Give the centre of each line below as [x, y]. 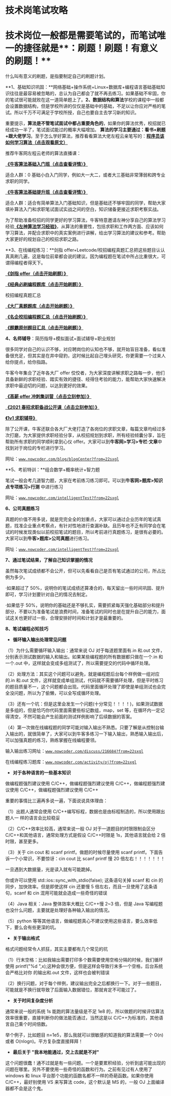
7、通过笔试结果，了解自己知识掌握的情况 [49, 560]
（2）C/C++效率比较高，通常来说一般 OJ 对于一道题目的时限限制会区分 [80, 829]
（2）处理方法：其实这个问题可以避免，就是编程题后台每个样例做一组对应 [82, 674]
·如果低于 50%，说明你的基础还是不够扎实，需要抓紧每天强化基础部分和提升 [85, 605]
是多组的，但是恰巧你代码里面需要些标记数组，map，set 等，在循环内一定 [83, 710]
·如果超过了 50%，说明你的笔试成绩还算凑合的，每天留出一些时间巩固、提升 [85, 588]
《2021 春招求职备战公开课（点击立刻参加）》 [52, 407]
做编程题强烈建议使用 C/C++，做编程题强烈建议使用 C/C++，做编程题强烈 [83, 784]
